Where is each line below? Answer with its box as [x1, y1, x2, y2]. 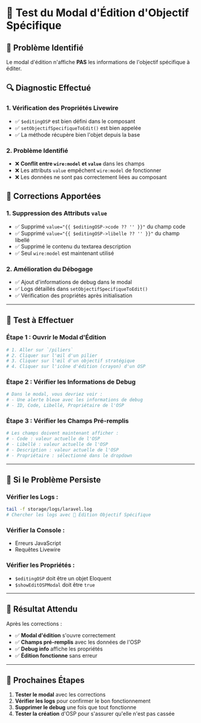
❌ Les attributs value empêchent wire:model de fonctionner [14, 167, 162, 174]
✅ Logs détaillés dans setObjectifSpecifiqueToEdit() [14, 285, 148, 292]
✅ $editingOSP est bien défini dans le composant [14, 118, 136, 125]
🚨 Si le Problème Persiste [6, 475, 101, 485]
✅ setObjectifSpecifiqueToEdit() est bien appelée [14, 124, 142, 131]
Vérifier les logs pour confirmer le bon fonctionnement [14, 697, 151, 704]
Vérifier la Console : [6, 526, 65, 535]
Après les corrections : [6, 620, 62, 627]
